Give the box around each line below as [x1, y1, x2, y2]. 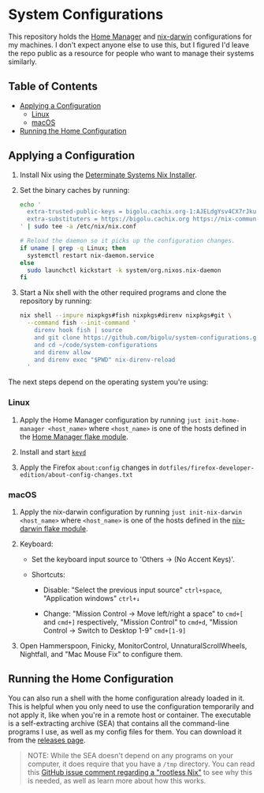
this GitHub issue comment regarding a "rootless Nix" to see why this [27, 767, 253, 776]
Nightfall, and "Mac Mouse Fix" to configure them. [19, 649, 183, 659]
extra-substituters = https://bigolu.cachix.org [27, 215, 190, 223]
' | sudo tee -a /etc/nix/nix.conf [19, 223, 137, 231]
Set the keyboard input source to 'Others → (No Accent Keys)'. [31, 554, 235, 564]
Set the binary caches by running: [19, 185, 130, 194]
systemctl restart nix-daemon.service [27, 251, 154, 259]
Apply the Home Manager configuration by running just [19, 415, 202, 425]
